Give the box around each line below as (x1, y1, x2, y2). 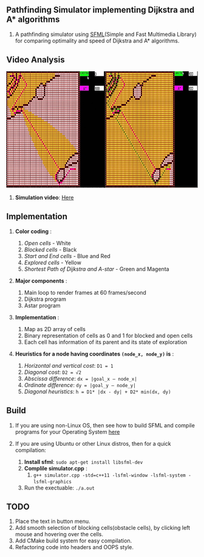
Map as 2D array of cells (24, 325, 86, 332)
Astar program (24, 301, 61, 309)
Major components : (15, 277, 67, 284)
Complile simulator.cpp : (24, 464, 88, 472)
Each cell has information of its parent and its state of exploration (24, 338, 188, 346)
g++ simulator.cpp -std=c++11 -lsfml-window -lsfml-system (33, 472, 186, 478)
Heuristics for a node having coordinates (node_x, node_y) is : (15, 350, 174, 357)
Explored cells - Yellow (24, 259, 82, 266)
